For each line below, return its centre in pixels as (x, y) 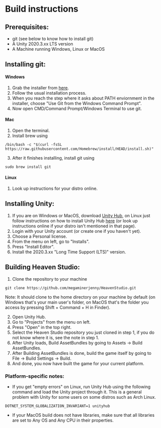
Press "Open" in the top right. (42, 327)
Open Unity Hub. (29, 317)
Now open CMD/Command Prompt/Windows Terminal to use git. (77, 108)
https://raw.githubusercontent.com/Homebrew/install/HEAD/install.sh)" (79, 149)
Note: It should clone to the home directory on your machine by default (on (80, 297)
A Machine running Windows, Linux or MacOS (58, 49)
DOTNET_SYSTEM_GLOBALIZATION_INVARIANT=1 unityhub (58, 406)
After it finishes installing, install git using (53, 158)
